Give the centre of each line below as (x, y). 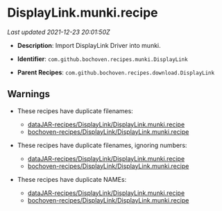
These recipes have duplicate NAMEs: (72, 179)
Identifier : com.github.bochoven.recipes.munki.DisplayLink (103, 59)
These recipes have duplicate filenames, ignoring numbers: (102, 145)
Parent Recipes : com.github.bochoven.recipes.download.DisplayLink (116, 72)
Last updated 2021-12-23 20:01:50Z (59, 32)
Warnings (29, 94)
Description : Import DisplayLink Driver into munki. (89, 45)
